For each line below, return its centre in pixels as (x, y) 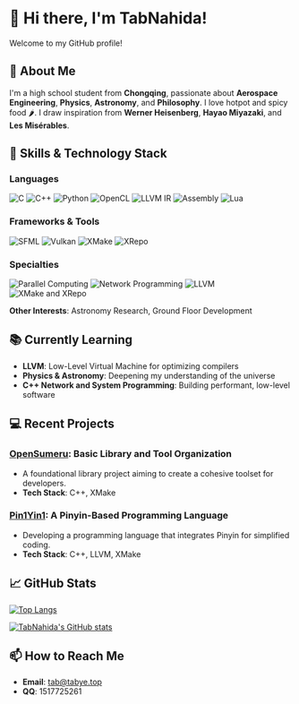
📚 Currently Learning (71, 340)
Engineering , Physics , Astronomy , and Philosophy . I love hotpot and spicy (149, 102)
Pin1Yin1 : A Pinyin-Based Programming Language (119, 516)
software (38, 394)
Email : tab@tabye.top (62, 682)
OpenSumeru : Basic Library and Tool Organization (121, 454)
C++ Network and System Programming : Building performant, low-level (156, 385)
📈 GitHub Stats (53, 584)
